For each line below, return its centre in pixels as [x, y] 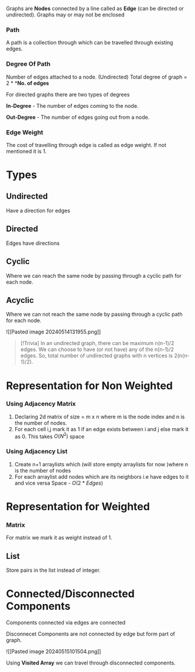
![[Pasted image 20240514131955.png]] [54, 332]
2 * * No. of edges [28, 83]
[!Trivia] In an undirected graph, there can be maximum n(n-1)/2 [97, 343]
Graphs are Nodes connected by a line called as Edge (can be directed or [95, 8]
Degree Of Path [28, 64]
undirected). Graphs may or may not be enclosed [65, 15]
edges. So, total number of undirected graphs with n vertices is [96, 356]
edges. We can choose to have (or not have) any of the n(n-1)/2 [97, 349]
